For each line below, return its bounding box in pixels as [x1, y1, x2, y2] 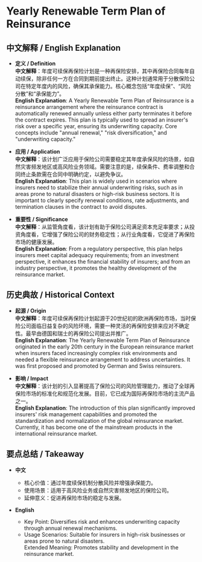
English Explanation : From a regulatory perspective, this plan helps [14, 245, 183, 252]
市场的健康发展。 [14, 238, 58, 246]
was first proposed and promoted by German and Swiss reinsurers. [14, 362, 182, 370]
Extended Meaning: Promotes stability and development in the [24, 543, 179, 551]
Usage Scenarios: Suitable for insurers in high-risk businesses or [24, 531, 186, 538]
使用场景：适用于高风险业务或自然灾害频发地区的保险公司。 [24, 486, 172, 494]
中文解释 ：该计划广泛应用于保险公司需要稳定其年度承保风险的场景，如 [14, 155, 190, 163]
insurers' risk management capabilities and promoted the [14, 410, 157, 418]
